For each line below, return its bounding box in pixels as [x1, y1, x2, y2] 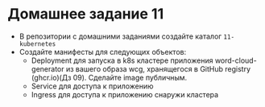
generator [31, 64, 65, 73]
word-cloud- [214, 56, 257, 65]
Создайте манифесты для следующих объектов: [19, 47, 187, 56]
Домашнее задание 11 [7, 5, 164, 23]
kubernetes [19, 39, 56, 48]
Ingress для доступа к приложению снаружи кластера [31, 89, 219, 99]
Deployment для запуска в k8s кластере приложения [31, 56, 213, 65]
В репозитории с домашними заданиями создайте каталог [19, 31, 222, 41]
